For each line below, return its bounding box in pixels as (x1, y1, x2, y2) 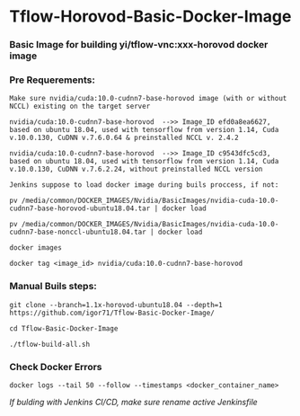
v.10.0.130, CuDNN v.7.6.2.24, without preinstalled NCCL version (9, 164, 263, 174)
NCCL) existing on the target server (9, 102, 151, 111)
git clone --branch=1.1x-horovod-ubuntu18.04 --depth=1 (9, 300, 223, 309)
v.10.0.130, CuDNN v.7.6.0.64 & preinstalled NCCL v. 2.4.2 (9, 133, 240, 143)
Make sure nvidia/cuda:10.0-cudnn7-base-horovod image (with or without (9, 94, 287, 103)
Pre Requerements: (9, 74, 96, 86)
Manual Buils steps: (9, 280, 97, 293)
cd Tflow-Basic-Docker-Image (9, 323, 119, 333)
